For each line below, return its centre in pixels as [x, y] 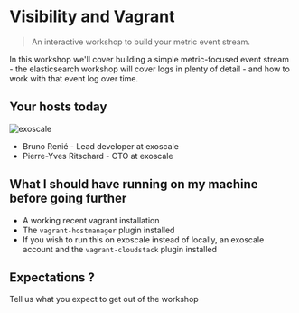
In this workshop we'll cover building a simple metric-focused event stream [149, 59]
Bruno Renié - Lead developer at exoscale [100, 146]
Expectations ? [52, 277]
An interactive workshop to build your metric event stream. [141, 42]
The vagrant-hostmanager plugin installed [98, 230]
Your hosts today [58, 107]
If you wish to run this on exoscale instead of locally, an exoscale [143, 239]
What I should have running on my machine [134, 184]
